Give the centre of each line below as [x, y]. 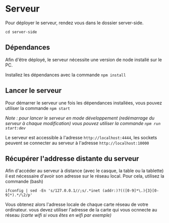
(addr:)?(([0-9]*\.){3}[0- [130, 191]
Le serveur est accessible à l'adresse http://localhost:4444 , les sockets [81, 137]
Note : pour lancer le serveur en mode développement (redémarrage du [80, 118]
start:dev [16, 128]
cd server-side [21, 32]
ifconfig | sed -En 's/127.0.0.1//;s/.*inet [53, 191]
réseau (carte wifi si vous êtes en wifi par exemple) [59, 215]
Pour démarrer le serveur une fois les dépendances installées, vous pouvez [84, 103]
